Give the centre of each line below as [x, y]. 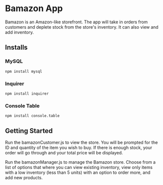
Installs [16, 47]
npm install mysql [24, 71]
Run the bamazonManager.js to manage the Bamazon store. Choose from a [80, 162]
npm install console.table [32, 116]
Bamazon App [34, 8]
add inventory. [19, 32]
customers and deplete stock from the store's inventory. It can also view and [82, 27]
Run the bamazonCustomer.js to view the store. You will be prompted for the [81, 143]
